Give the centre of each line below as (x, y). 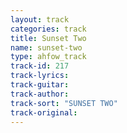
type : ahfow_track (48, 57)
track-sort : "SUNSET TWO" (64, 103)
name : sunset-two (46, 47)
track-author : (40, 94)
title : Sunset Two (48, 38)
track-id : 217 (40, 66)
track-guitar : (40, 85)
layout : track (40, 19)
